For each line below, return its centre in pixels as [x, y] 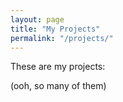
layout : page [37, 19]
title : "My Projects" [55, 29]
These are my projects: [58, 67]
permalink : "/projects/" [62, 38]
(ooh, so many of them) [58, 86]
